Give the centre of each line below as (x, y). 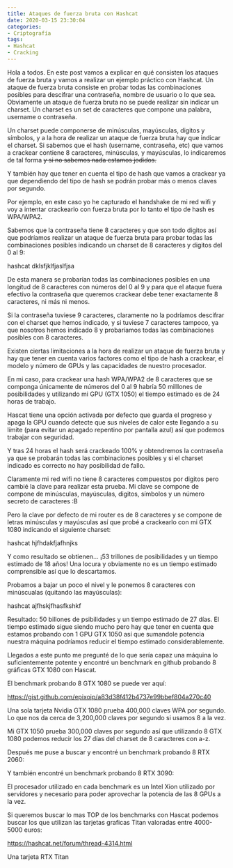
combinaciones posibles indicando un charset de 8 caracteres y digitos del (115, 245)
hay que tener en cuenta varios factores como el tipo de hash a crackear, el (115, 358)
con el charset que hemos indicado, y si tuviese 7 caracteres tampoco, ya (113, 322)
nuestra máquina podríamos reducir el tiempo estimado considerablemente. (116, 641)
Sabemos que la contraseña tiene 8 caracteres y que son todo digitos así (112, 230)
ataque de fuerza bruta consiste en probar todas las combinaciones (104, 87)
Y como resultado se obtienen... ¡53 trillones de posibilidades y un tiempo (113, 556)
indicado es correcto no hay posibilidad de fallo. (76, 465)
